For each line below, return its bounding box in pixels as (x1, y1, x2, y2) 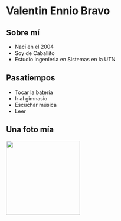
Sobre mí (6, 28, 40, 38)
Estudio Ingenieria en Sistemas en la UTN (14, 56, 116, 63)
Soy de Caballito (14, 50, 55, 57)
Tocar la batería (14, 89, 53, 96)
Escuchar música (14, 101, 57, 108)
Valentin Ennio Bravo (6, 4, 110, 18)
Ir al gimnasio (14, 95, 48, 102)
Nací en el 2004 (14, 43, 54, 50)
